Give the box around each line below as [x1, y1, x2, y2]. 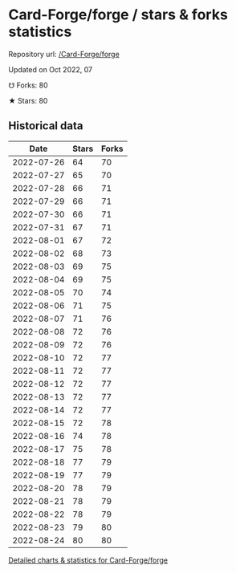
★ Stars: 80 [8, 95, 48, 105]
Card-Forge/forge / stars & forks [8, 6, 229, 24]
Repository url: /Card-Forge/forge [8, 49, 120, 59]
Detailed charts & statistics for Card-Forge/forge [8, 555, 169, 565]
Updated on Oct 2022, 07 [8, 64, 93, 74]
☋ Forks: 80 [8, 80, 48, 90]
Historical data [8, 119, 83, 133]
